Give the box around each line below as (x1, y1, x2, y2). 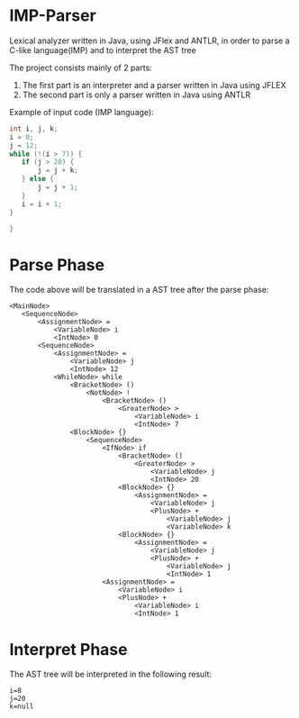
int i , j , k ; (9, 123, 59, 133)
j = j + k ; (37, 166, 78, 176)
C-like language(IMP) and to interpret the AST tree (9, 44, 196, 55)
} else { (21, 175, 54, 184)
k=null (9, 702, 34, 712)
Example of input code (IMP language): (9, 106, 155, 117)
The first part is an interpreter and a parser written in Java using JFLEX (22, 79, 286, 90)
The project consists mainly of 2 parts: (9, 62, 153, 73)
